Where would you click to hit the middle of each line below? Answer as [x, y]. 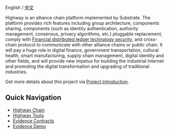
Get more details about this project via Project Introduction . [67, 82]
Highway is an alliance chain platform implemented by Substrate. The [78, 18]
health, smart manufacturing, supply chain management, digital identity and [84, 56]
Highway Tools [28, 115]
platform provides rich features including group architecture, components [82, 23]
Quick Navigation [33, 98]
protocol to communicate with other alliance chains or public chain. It [90, 45]
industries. [16, 72]
